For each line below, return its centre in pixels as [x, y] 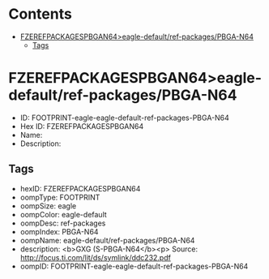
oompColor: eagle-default [63, 214]
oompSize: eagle [48, 206]
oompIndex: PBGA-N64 [59, 231]
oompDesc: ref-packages [63, 223]
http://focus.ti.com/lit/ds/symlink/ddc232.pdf [96, 257]
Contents [41, 14]
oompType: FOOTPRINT [60, 197]
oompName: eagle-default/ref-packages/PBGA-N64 [107, 240]
